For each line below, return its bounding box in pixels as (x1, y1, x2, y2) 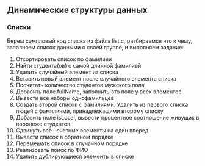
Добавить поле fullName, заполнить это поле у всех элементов (15, 88, 182, 95)
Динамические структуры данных (7, 5, 148, 15)
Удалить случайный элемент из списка (15, 68, 118, 76)
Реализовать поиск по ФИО (15, 146, 88, 153)
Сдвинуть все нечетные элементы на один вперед (15, 126, 149, 134)
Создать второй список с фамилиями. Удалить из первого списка (15, 101, 189, 108)
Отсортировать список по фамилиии (15, 55, 112, 63)
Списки (7, 23, 31, 32)
